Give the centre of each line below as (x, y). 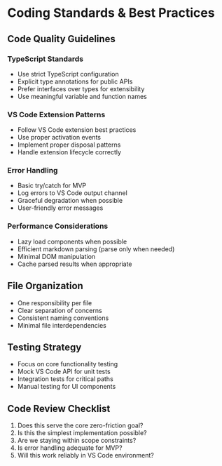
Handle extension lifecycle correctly (69, 152)
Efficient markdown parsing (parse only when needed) (96, 249)
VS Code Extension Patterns (56, 114)
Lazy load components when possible (72, 241)
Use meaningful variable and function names (82, 96)
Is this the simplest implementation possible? (82, 433)
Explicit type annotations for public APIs (75, 81)
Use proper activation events (59, 138)
